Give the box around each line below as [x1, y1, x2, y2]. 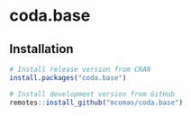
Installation [9, 41, 74, 57]
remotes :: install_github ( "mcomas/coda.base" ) [9, 98, 183, 107]
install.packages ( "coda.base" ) [9, 73, 127, 82]
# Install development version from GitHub [9, 89, 176, 99]
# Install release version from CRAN [9, 65, 151, 74]
